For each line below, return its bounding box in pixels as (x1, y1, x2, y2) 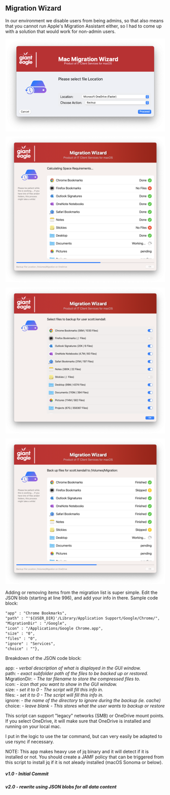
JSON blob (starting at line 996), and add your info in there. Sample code (5, 594, 158, 601)
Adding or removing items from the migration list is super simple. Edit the (5, 589, 158, 595)
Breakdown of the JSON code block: (5, 655, 82, 661)
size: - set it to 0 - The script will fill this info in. (5, 686, 104, 692)
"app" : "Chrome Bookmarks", (5, 611, 67, 616)
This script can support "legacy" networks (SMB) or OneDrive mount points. (5, 712, 165, 718)
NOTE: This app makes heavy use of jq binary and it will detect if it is (5, 748, 149, 754)
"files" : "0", (5, 636, 38, 641)
